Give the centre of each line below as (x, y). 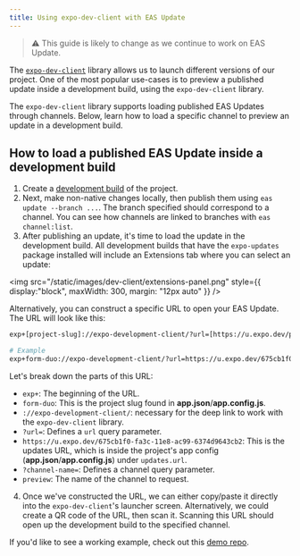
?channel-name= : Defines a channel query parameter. (119, 469)
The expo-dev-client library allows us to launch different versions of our (142, 70)
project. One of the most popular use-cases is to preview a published (137, 79)
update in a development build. (66, 125)
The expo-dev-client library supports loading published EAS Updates (137, 106)
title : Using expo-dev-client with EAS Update (97, 17)
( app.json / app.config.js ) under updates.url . (104, 460)
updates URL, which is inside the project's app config (120, 451)
